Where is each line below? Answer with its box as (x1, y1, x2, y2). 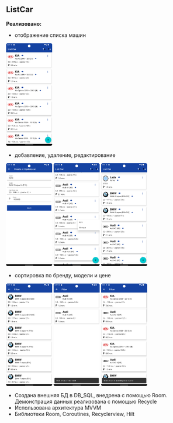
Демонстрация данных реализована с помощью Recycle (14, 398, 157, 405)
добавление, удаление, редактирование (14, 152, 116, 159)
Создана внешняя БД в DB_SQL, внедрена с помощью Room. (14, 392, 168, 399)
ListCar (6, 5, 33, 15)
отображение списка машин (14, 32, 86, 39)
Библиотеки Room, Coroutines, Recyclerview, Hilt (14, 411, 135, 418)
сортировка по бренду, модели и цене (14, 271, 111, 278)
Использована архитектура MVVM (14, 404, 101, 411)
